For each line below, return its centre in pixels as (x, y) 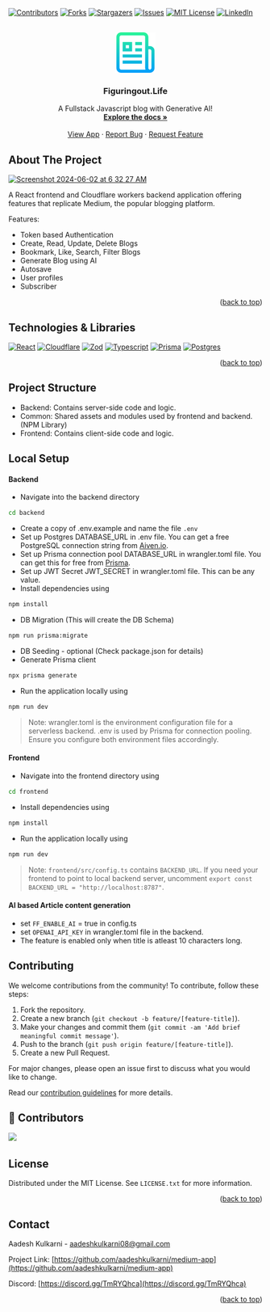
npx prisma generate (43, 675)
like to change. (33, 1077)
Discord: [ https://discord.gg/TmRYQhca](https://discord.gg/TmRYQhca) (127, 1283)
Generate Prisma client (58, 660)
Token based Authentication (67, 235)
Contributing (41, 966)
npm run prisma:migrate (48, 636)
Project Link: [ (31, 1259)
